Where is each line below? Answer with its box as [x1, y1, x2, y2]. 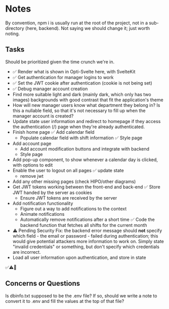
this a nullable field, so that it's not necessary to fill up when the [12, 107, 146, 113]
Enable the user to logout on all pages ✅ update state [12, 167, 124, 173]
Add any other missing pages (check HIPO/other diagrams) [12, 178, 136, 184]
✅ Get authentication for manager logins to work [12, 74, 114, 80]
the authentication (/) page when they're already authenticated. [12, 124, 145, 130]
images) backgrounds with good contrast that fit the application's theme [12, 97, 163, 103]
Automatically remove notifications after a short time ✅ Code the [20, 216, 155, 222]
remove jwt [20, 173, 44, 179]
